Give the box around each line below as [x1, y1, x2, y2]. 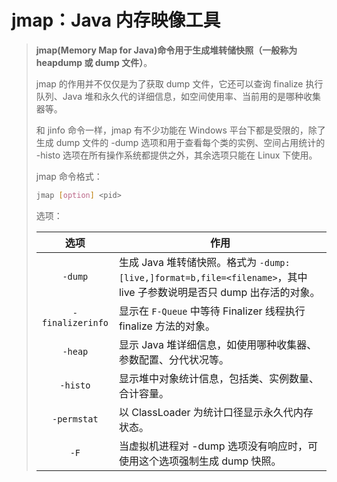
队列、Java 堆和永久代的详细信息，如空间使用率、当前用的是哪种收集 [35, 90, 322, 102]
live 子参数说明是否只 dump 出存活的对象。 [118, 285, 321, 299]
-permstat [52, 413, 99, 425]
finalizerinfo [41, 317, 109, 328]
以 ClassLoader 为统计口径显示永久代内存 [118, 405, 314, 419]
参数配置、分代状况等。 [118, 352, 229, 366]
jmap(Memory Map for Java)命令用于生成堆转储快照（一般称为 [35, 44, 298, 56]
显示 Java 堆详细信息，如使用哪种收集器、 [118, 337, 318, 351]
